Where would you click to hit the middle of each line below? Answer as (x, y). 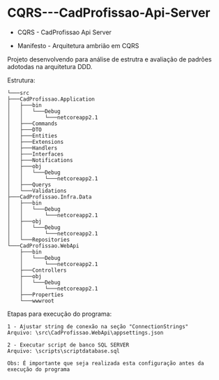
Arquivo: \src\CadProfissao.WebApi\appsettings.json (85, 332)
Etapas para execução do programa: (60, 314)
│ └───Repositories (39, 240)
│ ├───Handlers (32, 148)
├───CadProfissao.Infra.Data (50, 197)
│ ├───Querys (29, 184)
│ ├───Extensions (36, 142)
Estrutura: (21, 80)
